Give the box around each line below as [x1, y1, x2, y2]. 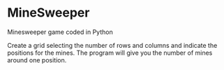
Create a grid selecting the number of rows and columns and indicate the [7, 41, 218, 49]
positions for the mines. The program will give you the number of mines [7, 49, 213, 57]
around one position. [7, 55, 67, 64]
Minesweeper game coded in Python [7, 28, 113, 36]
